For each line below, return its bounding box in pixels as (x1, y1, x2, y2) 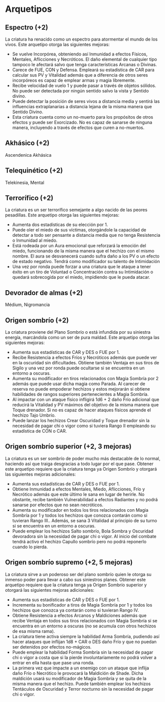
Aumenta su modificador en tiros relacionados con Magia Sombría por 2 (12, 376, 159, 382)
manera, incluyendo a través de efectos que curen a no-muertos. (12, 125, 145, 131)
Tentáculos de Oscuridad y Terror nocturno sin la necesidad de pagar (12, 686, 154, 692)
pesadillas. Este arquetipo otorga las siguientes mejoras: (5, 212, 120, 218)
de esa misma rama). (12, 628, 55, 634)
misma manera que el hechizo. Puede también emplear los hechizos (12, 681, 151, 687)
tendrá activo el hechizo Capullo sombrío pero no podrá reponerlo (12, 538, 147, 544)
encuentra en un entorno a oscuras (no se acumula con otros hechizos (12, 623, 156, 629)
